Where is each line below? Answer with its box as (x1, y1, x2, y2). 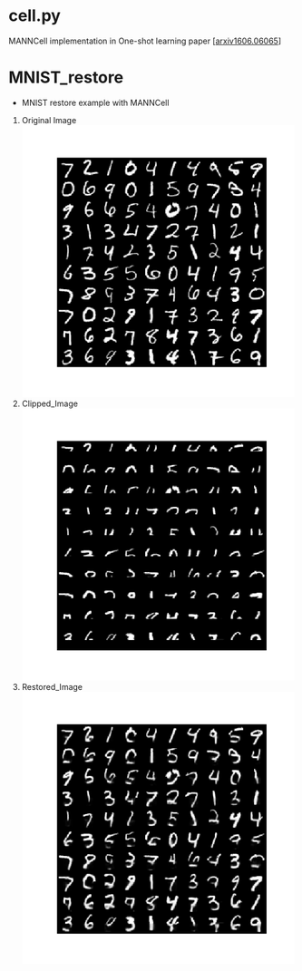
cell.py (8, 5, 61, 26)
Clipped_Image (21, 398, 79, 409)
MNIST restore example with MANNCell (21, 97, 170, 108)
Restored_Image (21, 682, 83, 693)
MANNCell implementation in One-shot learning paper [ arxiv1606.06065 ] (8, 35, 282, 46)
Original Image (21, 114, 77, 125)
